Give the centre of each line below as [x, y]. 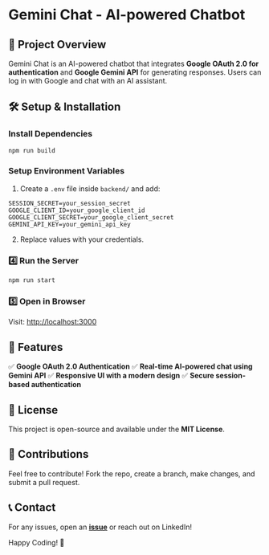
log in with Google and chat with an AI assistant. [88, 81]
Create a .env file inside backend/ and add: [90, 188]
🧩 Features [36, 347]
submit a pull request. [44, 482]
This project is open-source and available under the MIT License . [116, 429]
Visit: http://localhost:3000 [53, 322]
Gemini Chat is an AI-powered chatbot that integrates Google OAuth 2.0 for [134, 63]
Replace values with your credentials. [82, 239]
